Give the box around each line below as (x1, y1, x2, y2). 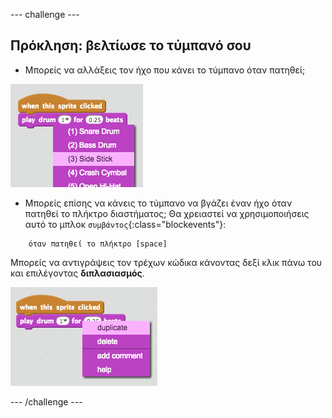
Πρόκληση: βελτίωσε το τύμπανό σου (10, 37, 252, 54)
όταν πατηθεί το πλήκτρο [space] (28, 239, 168, 249)
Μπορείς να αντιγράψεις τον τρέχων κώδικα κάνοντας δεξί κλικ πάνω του (10, 256, 323, 268)
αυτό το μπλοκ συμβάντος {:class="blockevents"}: (24, 218, 227, 230)
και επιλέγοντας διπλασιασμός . (10, 267, 145, 279)
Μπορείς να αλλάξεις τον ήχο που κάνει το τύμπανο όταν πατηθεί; (24, 64, 306, 76)
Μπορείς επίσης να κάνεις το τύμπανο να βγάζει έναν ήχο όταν (24, 197, 293, 209)
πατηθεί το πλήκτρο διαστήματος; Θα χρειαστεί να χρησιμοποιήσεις (24, 207, 310, 219)
